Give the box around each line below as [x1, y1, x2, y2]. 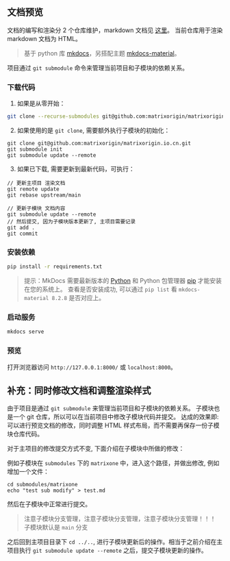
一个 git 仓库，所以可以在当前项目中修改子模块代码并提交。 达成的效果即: [12, 413, 219, 421]
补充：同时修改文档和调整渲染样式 [7, 385, 151, 397]
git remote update [7, 186, 60, 192]
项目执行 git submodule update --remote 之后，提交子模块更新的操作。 [7, 547, 207, 555]
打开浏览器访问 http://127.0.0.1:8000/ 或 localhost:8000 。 [7, 362, 177, 371]
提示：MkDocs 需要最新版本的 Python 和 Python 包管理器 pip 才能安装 [23, 277, 222, 285]
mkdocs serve [7, 328, 44, 336]
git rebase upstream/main [7, 191, 81, 199]
